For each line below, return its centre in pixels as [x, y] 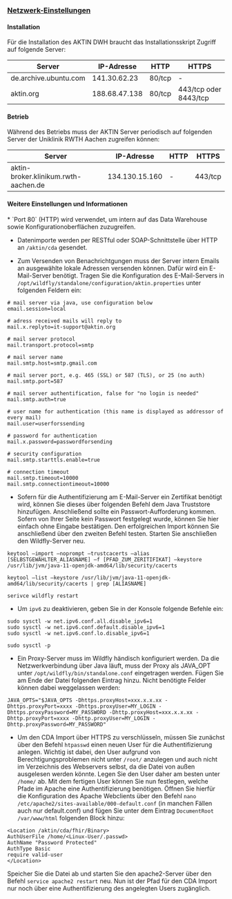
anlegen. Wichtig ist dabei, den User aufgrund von [89, 752]
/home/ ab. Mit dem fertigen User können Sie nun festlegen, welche [113, 781]
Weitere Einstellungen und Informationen [67, 204]
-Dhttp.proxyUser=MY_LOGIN [111, 718]
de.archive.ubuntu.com [48, 78]
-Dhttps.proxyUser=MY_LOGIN [115, 706]
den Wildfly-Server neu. [51, 541]
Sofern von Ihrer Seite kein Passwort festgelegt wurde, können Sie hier [118, 519]
